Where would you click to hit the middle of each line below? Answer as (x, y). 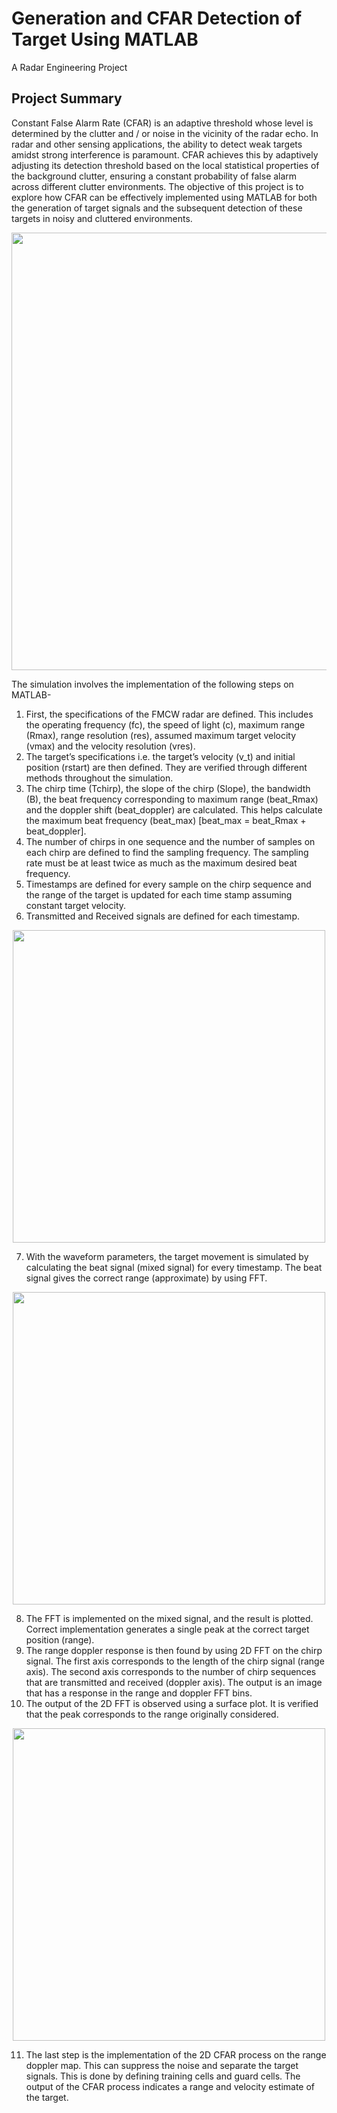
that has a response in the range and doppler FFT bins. (139, 1693)
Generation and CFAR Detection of (157, 18)
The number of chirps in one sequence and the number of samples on (170, 841)
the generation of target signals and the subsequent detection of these (157, 208)
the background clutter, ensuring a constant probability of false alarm (154, 176)
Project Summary (67, 98)
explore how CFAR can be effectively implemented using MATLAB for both (164, 197)
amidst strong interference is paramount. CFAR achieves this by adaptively (165, 154)
